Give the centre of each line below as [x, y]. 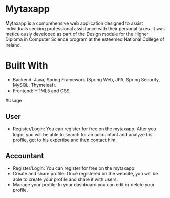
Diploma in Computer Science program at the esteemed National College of [85, 39]
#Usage [14, 100]
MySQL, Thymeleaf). [35, 85]
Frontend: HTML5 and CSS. [41, 91]
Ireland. [13, 45]
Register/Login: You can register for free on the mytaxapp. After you [84, 129]
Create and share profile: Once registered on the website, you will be [85, 173]
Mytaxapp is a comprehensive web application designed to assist [74, 23]
